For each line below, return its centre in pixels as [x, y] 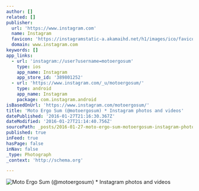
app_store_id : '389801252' [50, 77]
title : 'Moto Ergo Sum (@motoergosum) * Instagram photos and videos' [95, 111]
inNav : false [22, 149]
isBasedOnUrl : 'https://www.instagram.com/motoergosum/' [78, 105]
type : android [34, 89]
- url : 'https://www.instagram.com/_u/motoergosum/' [78, 83]
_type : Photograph [29, 154]
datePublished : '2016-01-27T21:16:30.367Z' [61, 116]
